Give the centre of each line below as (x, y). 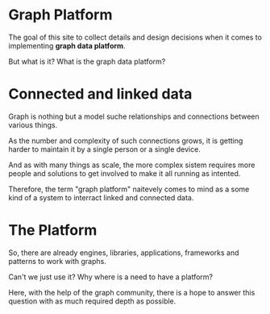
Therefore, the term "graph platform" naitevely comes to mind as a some (129, 189)
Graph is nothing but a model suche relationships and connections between (134, 116)
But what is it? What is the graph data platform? (87, 61)
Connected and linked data (100, 94)
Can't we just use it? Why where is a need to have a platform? (111, 277)
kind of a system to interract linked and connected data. (101, 197)
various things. (33, 125)
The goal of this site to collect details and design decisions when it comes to (135, 37)
